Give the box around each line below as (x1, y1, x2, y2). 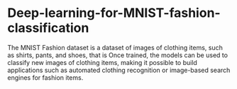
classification (7, 20, 89, 36)
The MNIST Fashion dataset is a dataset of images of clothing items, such (7, 43, 224, 52)
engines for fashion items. (7, 73, 84, 82)
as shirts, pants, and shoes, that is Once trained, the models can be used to (7, 51, 228, 59)
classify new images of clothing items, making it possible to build (7, 58, 197, 66)
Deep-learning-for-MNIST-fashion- (7, 5, 221, 21)
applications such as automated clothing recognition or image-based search (7, 66, 231, 74)
